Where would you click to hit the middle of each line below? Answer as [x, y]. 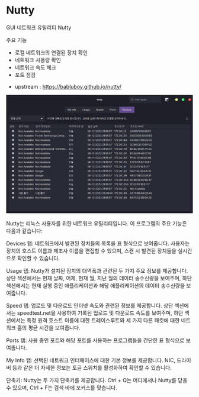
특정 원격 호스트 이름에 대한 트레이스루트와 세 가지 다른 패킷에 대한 [103, 320]
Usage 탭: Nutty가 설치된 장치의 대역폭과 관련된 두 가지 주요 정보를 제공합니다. [97, 270]
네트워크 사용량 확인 [38, 60]
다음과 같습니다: [25, 231]
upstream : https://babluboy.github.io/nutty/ [68, 86]
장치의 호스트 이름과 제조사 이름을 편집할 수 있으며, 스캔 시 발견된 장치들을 [91, 251]
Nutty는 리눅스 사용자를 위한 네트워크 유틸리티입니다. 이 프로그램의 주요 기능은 [97, 223]
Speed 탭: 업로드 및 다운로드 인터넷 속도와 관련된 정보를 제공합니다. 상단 [90, 305]
